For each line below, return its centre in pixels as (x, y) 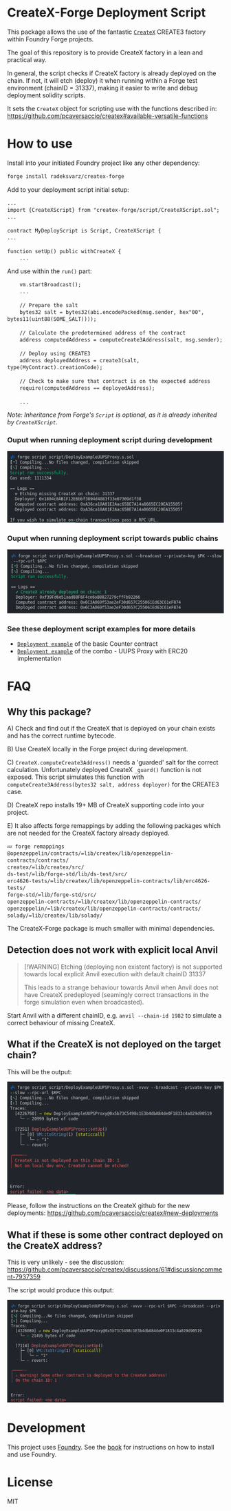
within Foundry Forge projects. (51, 39)
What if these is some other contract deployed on (115, 1235)
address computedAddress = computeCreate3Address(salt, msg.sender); (121, 339)
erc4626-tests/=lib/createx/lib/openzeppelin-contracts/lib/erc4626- (109, 881)
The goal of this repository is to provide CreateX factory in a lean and (105, 52)
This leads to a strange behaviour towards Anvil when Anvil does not (121, 987)
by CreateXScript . (33, 422)
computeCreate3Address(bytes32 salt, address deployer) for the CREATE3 (113, 784)
